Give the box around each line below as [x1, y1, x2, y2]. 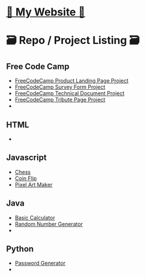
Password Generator [14, 260, 66, 267]
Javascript [6, 153, 47, 163]
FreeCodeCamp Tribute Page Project [14, 96, 105, 103]
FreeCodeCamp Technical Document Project [14, 90, 125, 97]
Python [6, 244, 34, 254]
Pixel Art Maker [14, 181, 52, 188]
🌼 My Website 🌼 [6, 5, 85, 19]
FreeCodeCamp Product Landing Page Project [14, 77, 129, 84]
